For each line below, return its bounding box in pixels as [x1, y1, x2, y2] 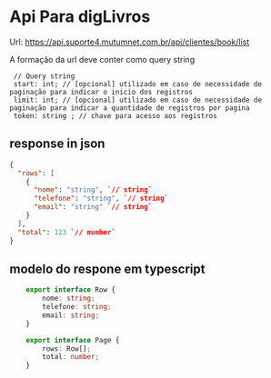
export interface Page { [25, 335, 120, 344]
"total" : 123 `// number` [17, 227, 116, 237]
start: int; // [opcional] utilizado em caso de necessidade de [13, 79, 262, 88]
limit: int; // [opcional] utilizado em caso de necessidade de [13, 95, 262, 104]
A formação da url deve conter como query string [9, 54, 196, 65]
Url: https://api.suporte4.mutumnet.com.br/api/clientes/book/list [9, 36, 250, 47]
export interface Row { [25, 285, 116, 294]
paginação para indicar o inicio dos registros [9, 87, 194, 96]
